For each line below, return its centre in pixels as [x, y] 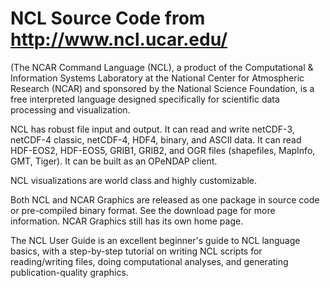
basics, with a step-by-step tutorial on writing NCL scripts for [136, 251]
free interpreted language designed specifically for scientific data [145, 99]
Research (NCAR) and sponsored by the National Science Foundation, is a [162, 88]
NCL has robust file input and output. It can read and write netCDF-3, [152, 129]
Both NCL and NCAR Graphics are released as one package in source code [165, 199]
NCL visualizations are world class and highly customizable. [134, 180]
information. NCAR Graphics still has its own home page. [127, 221]
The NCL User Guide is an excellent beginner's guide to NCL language [155, 240]
